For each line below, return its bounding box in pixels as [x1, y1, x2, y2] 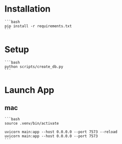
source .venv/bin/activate [4, 121, 59, 126]
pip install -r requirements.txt [4, 23, 72, 29]
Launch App [4, 85, 54, 96]
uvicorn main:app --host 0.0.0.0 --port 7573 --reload [4, 129, 118, 134]
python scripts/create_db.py [4, 64, 63, 69]
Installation [4, 3, 51, 15]
